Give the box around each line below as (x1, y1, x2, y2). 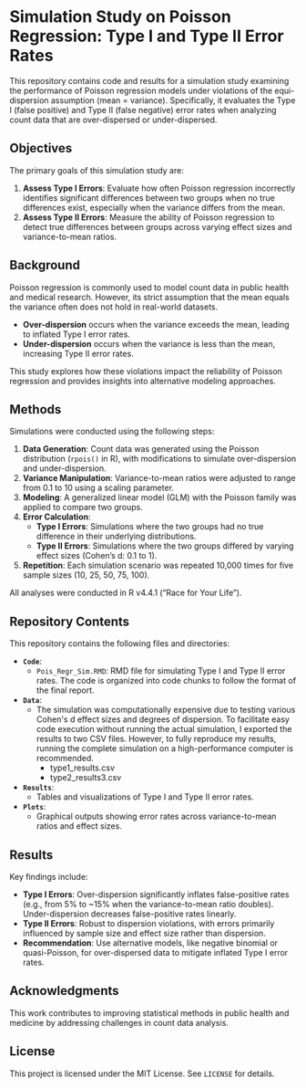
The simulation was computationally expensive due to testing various (36, 705, 296, 716)
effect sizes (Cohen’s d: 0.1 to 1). (36, 550, 158, 561)
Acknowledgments (9, 983, 120, 999)
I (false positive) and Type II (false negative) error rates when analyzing (9, 104, 277, 115)
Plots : (22, 801, 46, 812)
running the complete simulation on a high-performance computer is (36, 743, 294, 754)
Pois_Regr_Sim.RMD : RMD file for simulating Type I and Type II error (36, 665, 286, 676)
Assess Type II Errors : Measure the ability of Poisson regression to (22, 212, 275, 223)
